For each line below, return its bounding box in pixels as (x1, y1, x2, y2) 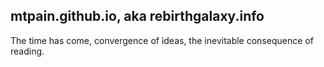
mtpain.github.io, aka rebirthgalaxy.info (10, 8, 265, 25)
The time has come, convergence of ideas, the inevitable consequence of (10, 34, 314, 46)
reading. (10, 45, 45, 57)
